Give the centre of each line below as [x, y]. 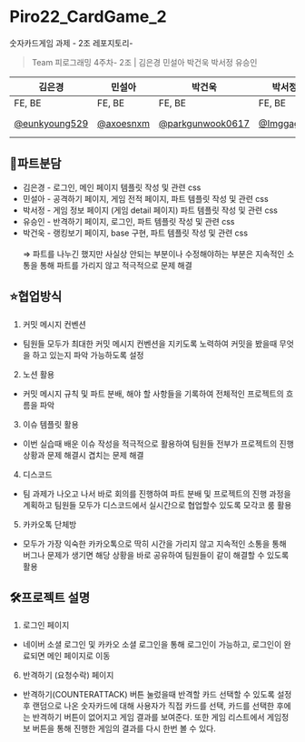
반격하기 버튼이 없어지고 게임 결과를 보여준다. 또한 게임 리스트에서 [148, 717]
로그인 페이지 [46, 626]
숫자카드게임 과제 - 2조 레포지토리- [71, 43]
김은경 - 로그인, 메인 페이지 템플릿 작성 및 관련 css [112, 187]
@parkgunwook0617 [204, 123]
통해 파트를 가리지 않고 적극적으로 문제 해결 [116, 265]
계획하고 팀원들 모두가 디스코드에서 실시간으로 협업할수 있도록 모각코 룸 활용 [157, 505]
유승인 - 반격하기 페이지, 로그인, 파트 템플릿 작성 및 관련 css [128, 221]
